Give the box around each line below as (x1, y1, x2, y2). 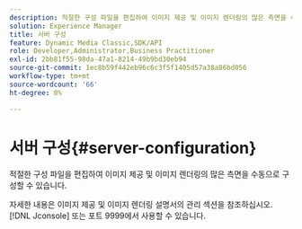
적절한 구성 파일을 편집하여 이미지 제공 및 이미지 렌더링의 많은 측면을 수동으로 (9, 169, 280, 180)
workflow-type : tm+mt (9, 72, 91, 81)
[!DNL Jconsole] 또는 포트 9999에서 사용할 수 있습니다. (9, 210, 207, 221)
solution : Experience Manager (9, 22, 123, 31)
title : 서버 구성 (9, 30, 67, 39)
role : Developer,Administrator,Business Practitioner (9, 47, 216, 56)
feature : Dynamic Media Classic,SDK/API (9, 38, 164, 48)
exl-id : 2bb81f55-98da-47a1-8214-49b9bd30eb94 (9, 55, 187, 64)
